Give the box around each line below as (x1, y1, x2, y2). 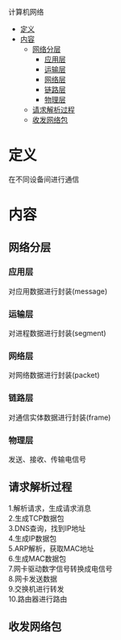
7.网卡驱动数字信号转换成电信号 (8, 563, 113, 573)
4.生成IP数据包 (8, 533, 57, 543)
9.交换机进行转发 (8, 584, 65, 593)
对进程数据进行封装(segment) (8, 328, 106, 338)
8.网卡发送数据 (8, 574, 58, 584)
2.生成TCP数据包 (8, 513, 65, 523)
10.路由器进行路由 (8, 594, 68, 604)
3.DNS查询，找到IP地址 (8, 523, 86, 533)
